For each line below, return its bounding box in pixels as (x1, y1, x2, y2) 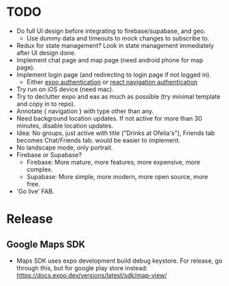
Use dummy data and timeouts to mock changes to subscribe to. (26, 34, 210, 42)
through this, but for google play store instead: (16, 263, 148, 272)
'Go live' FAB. (16, 187, 55, 195)
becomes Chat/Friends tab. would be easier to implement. (16, 136, 181, 144)
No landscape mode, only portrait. (16, 143, 114, 152)
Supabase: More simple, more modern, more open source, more (26, 172, 208, 180)
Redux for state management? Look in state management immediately (16, 41, 214, 49)
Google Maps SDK (6, 238, 86, 250)
